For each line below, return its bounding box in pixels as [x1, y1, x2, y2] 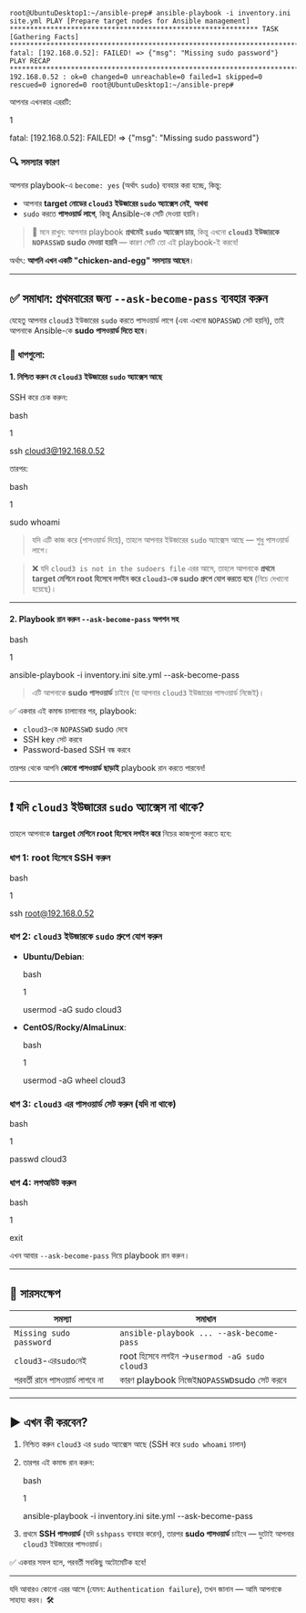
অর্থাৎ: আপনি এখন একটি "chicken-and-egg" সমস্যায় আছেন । [9, 255, 195, 266]
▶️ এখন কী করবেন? [9, 1414, 88, 1430]
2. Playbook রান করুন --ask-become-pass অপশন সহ [9, 613, 179, 624]
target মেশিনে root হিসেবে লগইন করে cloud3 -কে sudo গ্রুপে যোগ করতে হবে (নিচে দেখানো [31, 573, 290, 584]
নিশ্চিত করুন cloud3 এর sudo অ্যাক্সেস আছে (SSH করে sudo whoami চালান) [22, 1439, 247, 1450]
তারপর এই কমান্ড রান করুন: [22, 1457, 95, 1468]
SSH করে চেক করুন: [9, 392, 68, 403]
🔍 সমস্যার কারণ [9, 155, 60, 168]
